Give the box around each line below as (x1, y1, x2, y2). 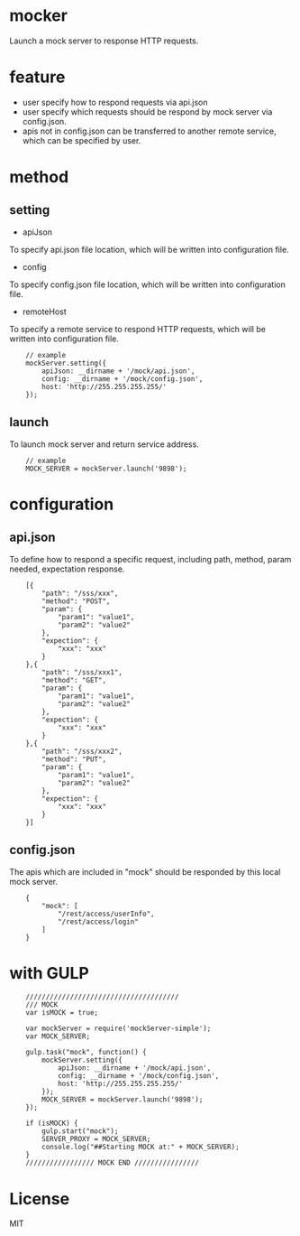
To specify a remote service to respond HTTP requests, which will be (9, 323, 266, 334)
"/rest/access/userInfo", (57, 909, 155, 918)
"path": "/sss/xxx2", (41, 747, 123, 756)
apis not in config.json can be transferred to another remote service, (22, 125, 277, 136)
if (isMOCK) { (25, 1119, 78, 1129)
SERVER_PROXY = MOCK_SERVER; (41, 1135, 151, 1144)
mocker (9, 5, 68, 26)
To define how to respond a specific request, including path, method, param (9, 553, 292, 564)
